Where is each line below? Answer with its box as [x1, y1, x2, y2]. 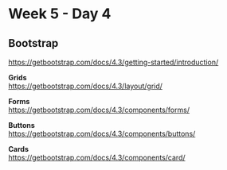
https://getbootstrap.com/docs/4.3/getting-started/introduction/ [8, 57, 219, 67]
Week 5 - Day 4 [8, 5, 112, 23]
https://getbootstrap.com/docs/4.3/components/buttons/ [8, 129, 196, 138]
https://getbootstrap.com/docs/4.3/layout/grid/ [8, 81, 163, 91]
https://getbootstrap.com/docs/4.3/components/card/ [8, 153, 186, 162]
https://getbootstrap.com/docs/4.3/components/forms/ [8, 105, 190, 114]
